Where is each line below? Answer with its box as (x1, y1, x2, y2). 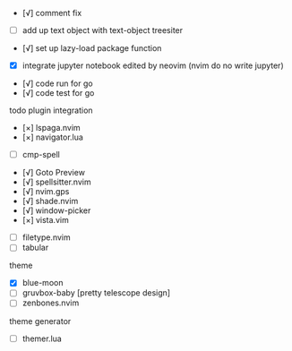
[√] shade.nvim (21, 196, 79, 207)
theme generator (9, 315, 72, 326)
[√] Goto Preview (21, 167, 85, 178)
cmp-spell (21, 150, 60, 160)
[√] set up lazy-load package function (21, 43, 162, 54)
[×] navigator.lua (21, 132, 83, 142)
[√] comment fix (21, 8, 82, 18)
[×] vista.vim (21, 215, 69, 226)
